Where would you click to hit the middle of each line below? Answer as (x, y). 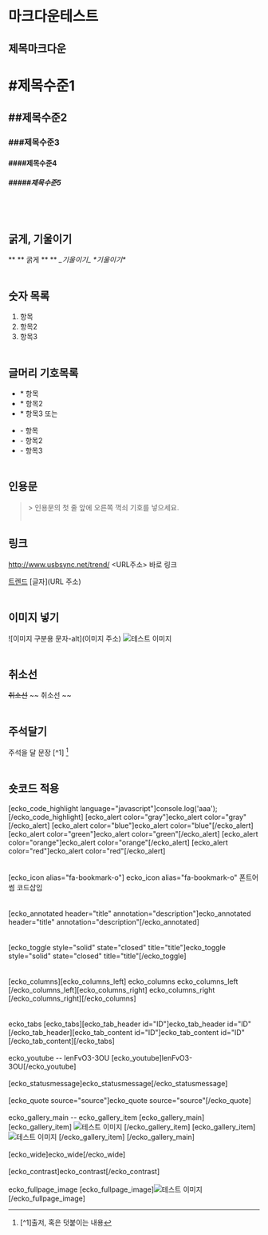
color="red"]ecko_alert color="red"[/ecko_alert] (87, 851)
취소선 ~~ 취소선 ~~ (40, 695)
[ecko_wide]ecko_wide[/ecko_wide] (67, 1154)
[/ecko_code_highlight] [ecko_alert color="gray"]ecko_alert (105, 817)
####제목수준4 (33, 163)
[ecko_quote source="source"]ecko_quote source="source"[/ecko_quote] (130, 1100)
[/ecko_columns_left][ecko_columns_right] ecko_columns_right (112, 989)
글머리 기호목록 (43, 373)
